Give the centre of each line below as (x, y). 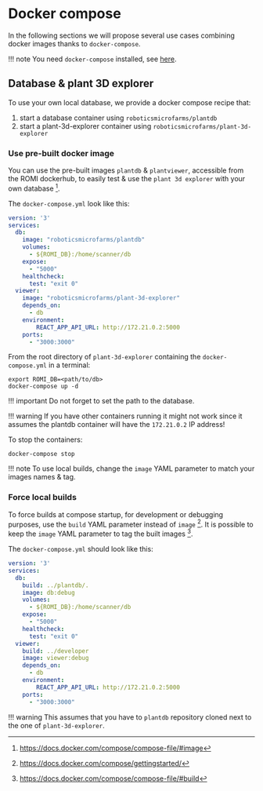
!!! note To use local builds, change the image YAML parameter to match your (131, 468)
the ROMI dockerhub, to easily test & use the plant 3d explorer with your (127, 179)
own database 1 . (34, 188)
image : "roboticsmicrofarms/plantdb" (84, 240)
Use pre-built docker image (61, 153)
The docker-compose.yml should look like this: (81, 549)
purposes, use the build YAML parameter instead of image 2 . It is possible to (131, 523)
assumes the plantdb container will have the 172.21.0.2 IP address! (117, 425)
